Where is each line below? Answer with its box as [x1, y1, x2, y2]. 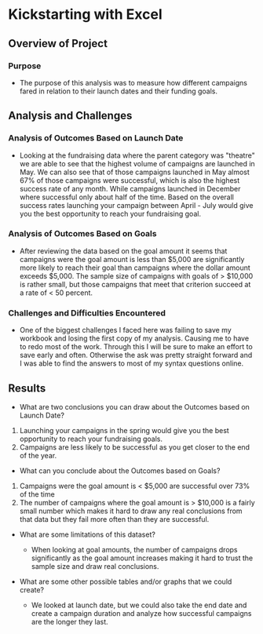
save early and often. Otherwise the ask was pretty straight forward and [19, 351, 253, 360]
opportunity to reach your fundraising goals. [19, 434, 163, 443]
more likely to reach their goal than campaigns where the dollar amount [19, 263, 251, 272]
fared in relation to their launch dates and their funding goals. [19, 86, 218, 96]
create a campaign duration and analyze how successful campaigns [31, 608, 252, 618]
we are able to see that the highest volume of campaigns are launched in [19, 158, 255, 168]
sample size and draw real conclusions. [31, 561, 159, 570]
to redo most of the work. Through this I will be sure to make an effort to [19, 342, 253, 352]
